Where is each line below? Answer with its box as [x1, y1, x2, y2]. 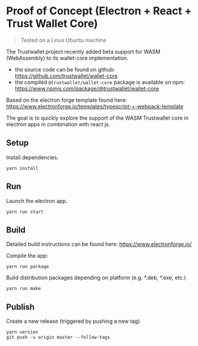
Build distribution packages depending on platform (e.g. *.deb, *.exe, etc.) [6, 274, 186, 281]
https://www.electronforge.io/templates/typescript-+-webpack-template [6, 102, 184, 110]
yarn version [6, 329, 39, 335]
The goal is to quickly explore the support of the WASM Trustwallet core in [6, 114, 189, 121]
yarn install [6, 165, 39, 171]
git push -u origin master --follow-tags [6, 335, 111, 341]
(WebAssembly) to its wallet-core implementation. [6, 54, 129, 61]
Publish [6, 302, 35, 312]
